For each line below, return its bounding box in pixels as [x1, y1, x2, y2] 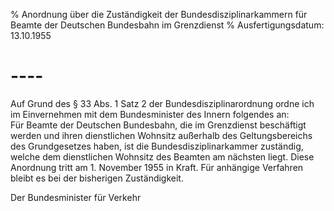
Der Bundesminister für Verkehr [10, 191, 142, 203]
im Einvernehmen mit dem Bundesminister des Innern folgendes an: [10, 108, 290, 120]
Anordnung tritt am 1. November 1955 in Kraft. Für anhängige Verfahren [10, 161, 304, 173]
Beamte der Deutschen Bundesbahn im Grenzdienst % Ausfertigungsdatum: [10, 19, 325, 31]
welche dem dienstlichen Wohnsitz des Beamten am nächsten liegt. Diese [10, 150, 315, 163]
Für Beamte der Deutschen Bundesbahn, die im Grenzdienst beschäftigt [10, 119, 307, 131]
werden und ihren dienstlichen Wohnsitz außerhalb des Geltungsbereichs [10, 129, 313, 141]
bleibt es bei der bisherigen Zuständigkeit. [10, 172, 184, 184]
